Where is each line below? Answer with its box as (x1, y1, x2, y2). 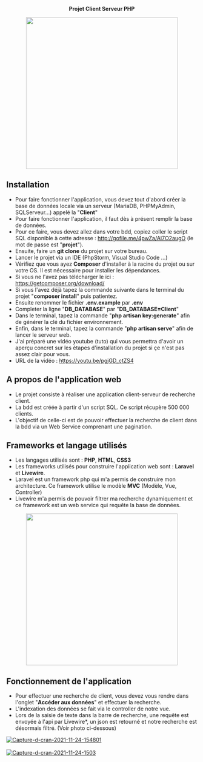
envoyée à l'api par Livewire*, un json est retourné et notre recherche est (15, 718, 197, 726)
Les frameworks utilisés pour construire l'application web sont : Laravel (15, 463, 194, 470)
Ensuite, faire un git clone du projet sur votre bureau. (15, 247, 148, 254)
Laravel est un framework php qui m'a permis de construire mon (15, 476, 176, 483)
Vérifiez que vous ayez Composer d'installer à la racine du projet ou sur (15, 260, 195, 268)
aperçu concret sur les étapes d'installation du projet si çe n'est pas (15, 344, 185, 351)
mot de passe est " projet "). (15, 241, 84, 248)
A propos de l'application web (6, 374, 122, 385)
